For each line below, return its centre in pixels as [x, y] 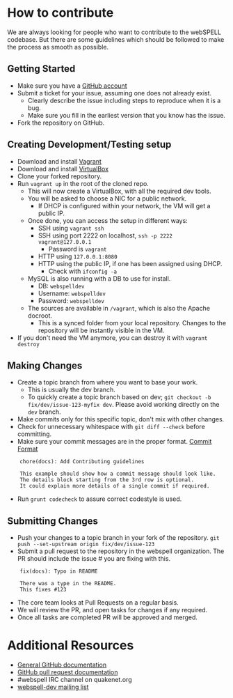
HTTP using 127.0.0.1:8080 [78, 256]
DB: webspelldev [61, 286]
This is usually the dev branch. [72, 390]
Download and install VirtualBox [63, 169]
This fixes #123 [43, 590]
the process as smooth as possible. [58, 47]
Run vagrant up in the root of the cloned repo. [83, 183]
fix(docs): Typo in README [59, 572]
